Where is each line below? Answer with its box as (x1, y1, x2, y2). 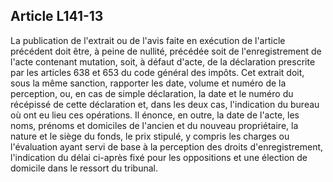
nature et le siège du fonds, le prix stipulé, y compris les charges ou (10, 130, 290, 142)
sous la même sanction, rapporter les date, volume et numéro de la (10, 77, 287, 89)
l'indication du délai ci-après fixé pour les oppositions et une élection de (10, 151, 308, 163)
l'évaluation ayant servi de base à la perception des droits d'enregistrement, (10, 140, 324, 153)
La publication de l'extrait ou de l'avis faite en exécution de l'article (10, 34, 286, 46)
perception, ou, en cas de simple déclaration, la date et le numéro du (10, 87, 294, 99)
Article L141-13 (10, 8, 104, 25)
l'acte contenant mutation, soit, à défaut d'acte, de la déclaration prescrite (10, 55, 316, 68)
